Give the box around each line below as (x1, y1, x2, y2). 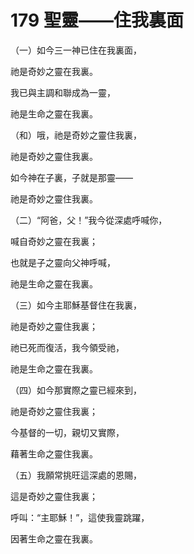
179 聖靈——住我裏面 (10, 9, 184, 32)
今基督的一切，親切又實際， (10, 426, 125, 438)
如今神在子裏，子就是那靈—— (10, 171, 133, 183)
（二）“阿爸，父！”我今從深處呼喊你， (10, 214, 168, 226)
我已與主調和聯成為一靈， (10, 86, 116, 98)
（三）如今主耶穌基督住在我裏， (10, 299, 142, 311)
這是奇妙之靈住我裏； (10, 490, 98, 502)
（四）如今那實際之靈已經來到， (10, 384, 142, 396)
